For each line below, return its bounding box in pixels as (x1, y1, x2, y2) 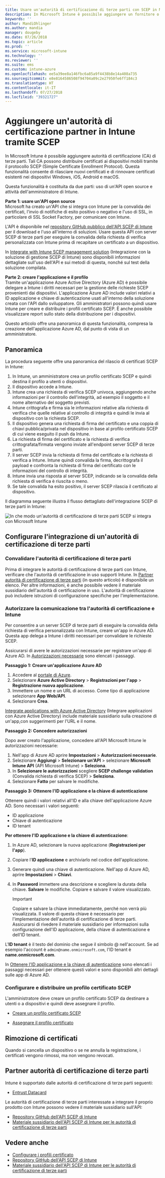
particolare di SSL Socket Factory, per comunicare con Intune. (5, 214, 131, 220)
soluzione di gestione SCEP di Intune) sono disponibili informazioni (5, 254, 140, 260)
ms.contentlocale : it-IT (5, 85, 56, 90)
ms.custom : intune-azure (5, 67, 56, 72)
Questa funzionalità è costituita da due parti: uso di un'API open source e (5, 184, 153, 190)
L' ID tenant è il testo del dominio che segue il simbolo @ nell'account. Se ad (5, 941, 159, 947)
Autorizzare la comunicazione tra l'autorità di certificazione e (5, 605, 155, 612)
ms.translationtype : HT (5, 80, 54, 85)
